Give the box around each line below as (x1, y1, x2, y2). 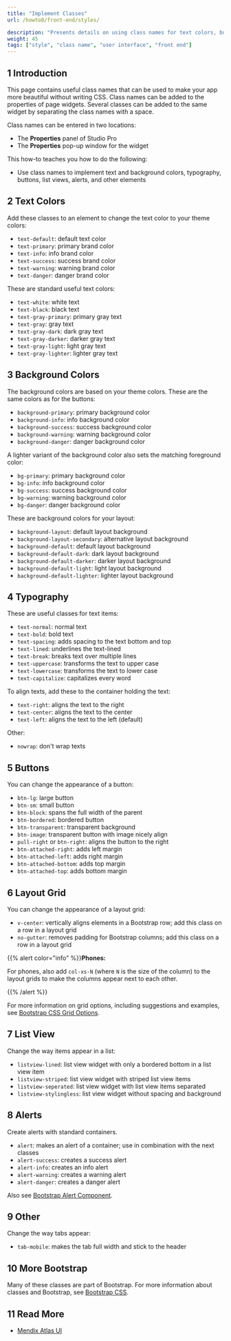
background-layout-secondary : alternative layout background (16, 535, 189, 543)
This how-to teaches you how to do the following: (7, 154, 148, 163)
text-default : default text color (16, 234, 107, 243)
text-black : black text (16, 305, 80, 314)
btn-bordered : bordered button (16, 816, 104, 824)
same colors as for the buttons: (7, 394, 96, 403)
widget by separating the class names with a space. (7, 108, 155, 116)
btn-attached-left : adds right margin (16, 852, 124, 861)
